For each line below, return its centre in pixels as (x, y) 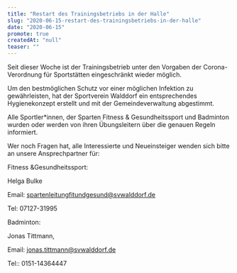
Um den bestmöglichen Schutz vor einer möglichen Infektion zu (100, 88)
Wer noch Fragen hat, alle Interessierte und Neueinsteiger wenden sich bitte (118, 146)
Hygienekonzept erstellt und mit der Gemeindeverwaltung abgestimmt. (111, 103)
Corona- (216, 67)
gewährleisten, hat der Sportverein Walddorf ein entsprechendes (102, 96)
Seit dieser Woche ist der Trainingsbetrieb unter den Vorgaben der (105, 67)
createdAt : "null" (34, 40)
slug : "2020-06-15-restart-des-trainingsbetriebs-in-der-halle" (104, 21)
